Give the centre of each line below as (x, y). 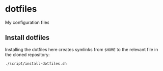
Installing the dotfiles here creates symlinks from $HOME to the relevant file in (81, 49)
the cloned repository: (27, 54)
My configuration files (27, 22)
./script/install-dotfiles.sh (36, 63)
